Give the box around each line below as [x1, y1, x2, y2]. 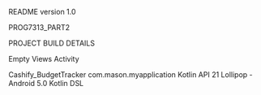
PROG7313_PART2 [8, 23, 71, 32]
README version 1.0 [8, 7, 76, 16]
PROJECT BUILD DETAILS [8, 38, 96, 48]
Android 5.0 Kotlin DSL [8, 79, 84, 88]
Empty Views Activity [8, 54, 79, 63]
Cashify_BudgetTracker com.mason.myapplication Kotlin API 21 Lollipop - [8, 70, 253, 80]
